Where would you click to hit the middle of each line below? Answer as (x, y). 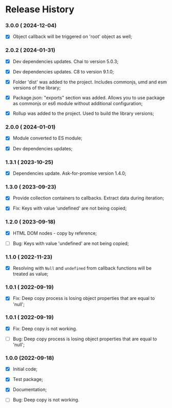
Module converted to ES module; (47, 138)
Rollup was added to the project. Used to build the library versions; (83, 113)
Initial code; (25, 369)
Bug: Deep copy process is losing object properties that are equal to (85, 339)
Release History (40, 9)
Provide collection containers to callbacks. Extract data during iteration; (88, 198)
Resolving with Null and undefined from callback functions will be (82, 268)
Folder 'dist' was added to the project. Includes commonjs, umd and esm (90, 82)
